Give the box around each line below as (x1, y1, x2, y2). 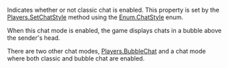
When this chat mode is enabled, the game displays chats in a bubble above (7, 27, 222, 34)
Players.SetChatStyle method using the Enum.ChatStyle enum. (7, 13, 183, 21)
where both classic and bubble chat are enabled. (7, 54, 145, 63)
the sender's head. (7, 34, 60, 42)
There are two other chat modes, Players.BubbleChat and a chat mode (7, 47, 206, 55)
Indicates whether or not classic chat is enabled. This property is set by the (7, 6, 220, 14)
